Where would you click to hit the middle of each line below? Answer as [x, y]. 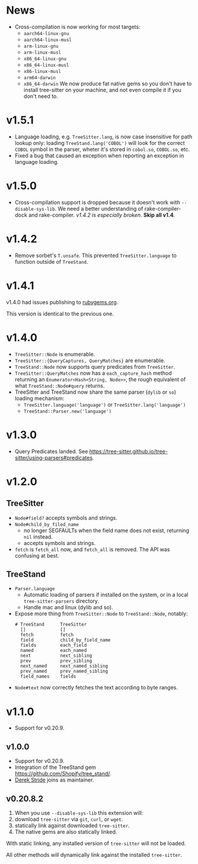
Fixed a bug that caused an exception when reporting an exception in [99, 156]
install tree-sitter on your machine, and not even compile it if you [103, 90]
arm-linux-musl [42, 52]
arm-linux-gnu [41, 46]
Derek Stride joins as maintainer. [54, 780]
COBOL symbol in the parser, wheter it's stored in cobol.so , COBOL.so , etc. [102, 149]
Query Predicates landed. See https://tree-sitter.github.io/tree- [91, 451]
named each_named [54, 651]
